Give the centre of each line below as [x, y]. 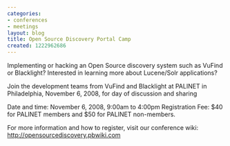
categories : [24, 13]
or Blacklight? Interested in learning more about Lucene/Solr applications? [112, 73]
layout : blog [26, 33]
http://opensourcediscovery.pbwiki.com [64, 135]
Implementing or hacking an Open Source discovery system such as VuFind [115, 65]
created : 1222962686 [37, 46]
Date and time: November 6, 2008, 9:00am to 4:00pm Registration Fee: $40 [115, 107]
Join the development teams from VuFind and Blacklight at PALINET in [107, 86]
